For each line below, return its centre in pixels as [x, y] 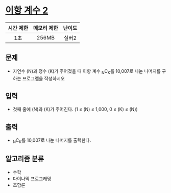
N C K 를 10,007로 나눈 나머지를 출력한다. [52, 141]
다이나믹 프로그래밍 [32, 178]
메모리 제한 [46, 28]
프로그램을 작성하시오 [44, 78]
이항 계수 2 [27, 10]
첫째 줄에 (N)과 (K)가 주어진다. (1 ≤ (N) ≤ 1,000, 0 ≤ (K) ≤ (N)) [75, 109]
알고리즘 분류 [25, 159]
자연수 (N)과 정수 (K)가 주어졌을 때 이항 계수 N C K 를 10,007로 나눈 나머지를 [87, 71]
